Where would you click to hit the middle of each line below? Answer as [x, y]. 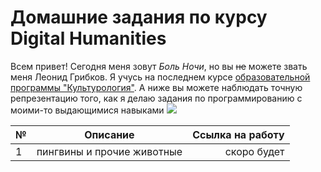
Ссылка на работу [238, 134]
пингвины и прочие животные [109, 151]
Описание [109, 134]
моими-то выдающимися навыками [87, 110]
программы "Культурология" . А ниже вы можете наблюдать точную [156, 87]
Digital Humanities [88, 38]
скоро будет [254, 151]
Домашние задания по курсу [139, 17]
